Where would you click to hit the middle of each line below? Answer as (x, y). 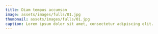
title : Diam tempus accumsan (36, 10)
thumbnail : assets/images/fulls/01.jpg (48, 19)
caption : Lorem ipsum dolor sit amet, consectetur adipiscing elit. (80, 24)
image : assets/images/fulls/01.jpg (43, 14)
